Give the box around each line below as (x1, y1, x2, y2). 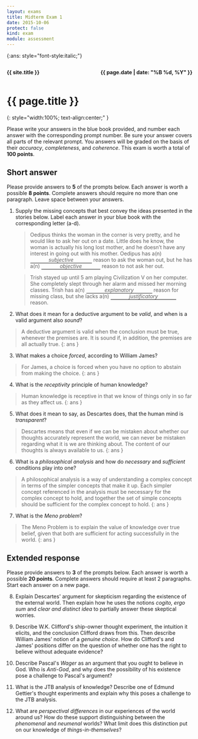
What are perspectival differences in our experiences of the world (15, 707, 176, 714)
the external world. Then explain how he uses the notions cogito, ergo (15, 599, 185, 606)
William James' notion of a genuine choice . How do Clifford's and (15, 635, 174, 642)
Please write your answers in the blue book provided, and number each (6, 125, 180, 133)
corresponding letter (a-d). (15, 219, 81, 227)
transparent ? (15, 416, 47, 423)
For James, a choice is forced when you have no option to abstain (21, 363, 181, 370)
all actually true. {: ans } (21, 340, 79, 348)
